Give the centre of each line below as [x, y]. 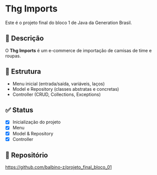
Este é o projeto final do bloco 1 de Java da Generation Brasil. [68, 23]
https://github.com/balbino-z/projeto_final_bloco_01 [58, 167]
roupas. [13, 56]
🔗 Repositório [27, 155]
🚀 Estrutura [23, 71]
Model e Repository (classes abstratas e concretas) [66, 89]
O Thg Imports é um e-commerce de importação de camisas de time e [78, 50]
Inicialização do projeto [37, 122]
